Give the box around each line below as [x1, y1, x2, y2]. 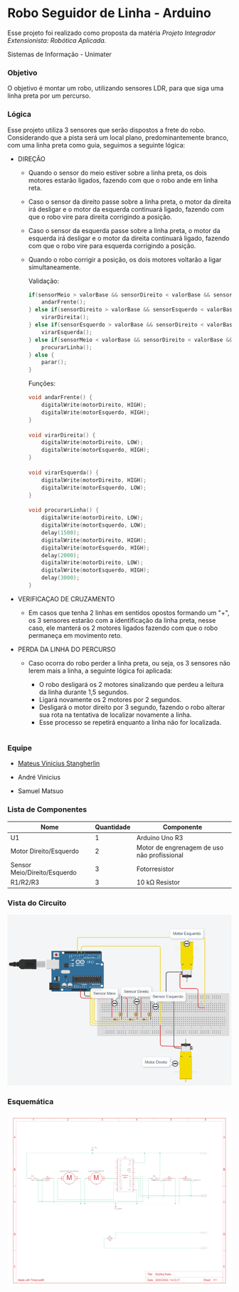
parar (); [41, 358, 68, 366]
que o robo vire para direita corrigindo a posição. [28, 212, 173, 221]
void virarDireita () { [28, 431, 96, 439]
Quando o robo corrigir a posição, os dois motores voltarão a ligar [28, 255, 222, 264]
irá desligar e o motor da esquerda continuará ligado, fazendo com [28, 205, 224, 213]
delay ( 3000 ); [41, 574, 80, 582]
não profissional [136, 850, 184, 859]
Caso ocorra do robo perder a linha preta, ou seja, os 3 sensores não [28, 658, 231, 667]
